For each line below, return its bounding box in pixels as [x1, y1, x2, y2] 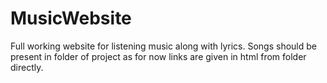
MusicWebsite [10, 7, 132, 30]
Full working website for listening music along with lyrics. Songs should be [10, 40, 317, 52]
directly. [10, 61, 44, 73]
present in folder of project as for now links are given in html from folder [10, 50, 307, 62]
